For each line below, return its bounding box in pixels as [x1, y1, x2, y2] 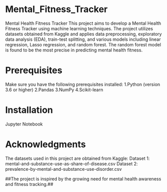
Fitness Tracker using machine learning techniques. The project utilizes [5, 25, 153, 31]
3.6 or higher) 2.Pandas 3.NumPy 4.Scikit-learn [5, 87, 103, 93]
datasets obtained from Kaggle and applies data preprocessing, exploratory [5, 31, 162, 37]
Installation [5, 104, 53, 116]
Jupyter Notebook [5, 121, 43, 127]
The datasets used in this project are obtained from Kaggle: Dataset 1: [5, 155, 150, 161]
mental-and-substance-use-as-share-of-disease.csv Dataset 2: [5, 160, 138, 167]
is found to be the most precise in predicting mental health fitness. [5, 47, 143, 53]
